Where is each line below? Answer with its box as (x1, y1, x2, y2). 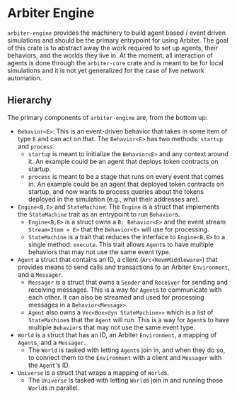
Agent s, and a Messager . (17, 338, 86, 346)
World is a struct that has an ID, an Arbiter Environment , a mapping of (17, 330, 217, 339)
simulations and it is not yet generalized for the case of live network (7, 66, 205, 75)
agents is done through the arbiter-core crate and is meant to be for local (7, 58, 224, 67)
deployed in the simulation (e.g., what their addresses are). (28, 195, 200, 203)
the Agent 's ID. (28, 361, 71, 369)
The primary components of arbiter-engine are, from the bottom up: (7, 113, 208, 121)
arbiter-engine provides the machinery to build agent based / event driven (7, 28, 226, 37)
